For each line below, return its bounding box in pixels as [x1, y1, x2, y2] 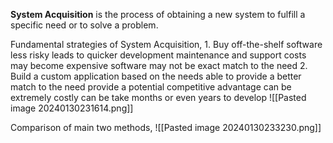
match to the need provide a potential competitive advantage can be [10, 81, 292, 93]
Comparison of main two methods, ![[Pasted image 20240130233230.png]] [10, 122, 322, 133]
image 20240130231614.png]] [10, 102, 134, 114]
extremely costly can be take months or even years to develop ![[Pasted [10, 92, 307, 103]
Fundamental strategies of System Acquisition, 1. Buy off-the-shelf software [10, 39, 323, 50]
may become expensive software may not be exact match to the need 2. [10, 60, 308, 71]
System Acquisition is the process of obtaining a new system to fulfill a [10, 9, 306, 20]
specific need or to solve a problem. [10, 19, 159, 31]
